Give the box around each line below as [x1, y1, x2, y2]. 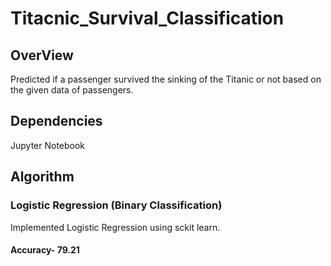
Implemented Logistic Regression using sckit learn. [10, 221, 221, 233]
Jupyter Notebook [10, 139, 86, 151]
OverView [10, 47, 74, 64]
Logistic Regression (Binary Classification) [10, 198, 223, 212]
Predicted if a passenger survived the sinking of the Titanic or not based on [10, 73, 322, 85]
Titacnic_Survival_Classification [10, 7, 285, 30]
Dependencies [10, 113, 103, 130]
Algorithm [10, 168, 75, 186]
